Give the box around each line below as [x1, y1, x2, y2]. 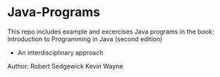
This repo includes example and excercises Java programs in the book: [7, 27, 214, 36]
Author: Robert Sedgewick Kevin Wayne [7, 62, 123, 70]
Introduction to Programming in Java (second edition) [7, 34, 163, 43]
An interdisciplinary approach [17, 48, 104, 57]
